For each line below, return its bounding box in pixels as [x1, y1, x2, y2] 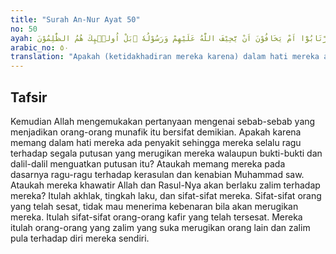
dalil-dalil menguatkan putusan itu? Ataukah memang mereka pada [10, 157, 286, 170]
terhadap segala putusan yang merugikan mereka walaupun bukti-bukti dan [10, 147, 323, 159]
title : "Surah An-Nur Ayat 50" [10, 14, 141, 25]
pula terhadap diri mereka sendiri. [10, 232, 150, 244]
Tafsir [10, 89, 48, 106]
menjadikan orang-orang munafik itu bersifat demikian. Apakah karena [10, 126, 302, 138]
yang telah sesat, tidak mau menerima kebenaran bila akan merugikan [10, 200, 299, 212]
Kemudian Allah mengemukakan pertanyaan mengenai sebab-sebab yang [10, 115, 316, 127]
